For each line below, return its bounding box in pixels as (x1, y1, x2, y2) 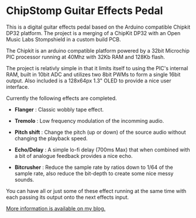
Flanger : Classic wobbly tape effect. (14, 106, 104, 113)
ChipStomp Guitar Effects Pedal (6, 4, 163, 18)
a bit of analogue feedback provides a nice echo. (14, 152, 133, 159)
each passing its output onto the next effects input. (6, 193, 129, 200)
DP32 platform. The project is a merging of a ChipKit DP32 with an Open (6, 29, 181, 36)
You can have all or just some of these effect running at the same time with (6, 187, 187, 194)
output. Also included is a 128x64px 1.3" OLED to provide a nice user (6, 77, 171, 84)
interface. (6, 83, 29, 90)
